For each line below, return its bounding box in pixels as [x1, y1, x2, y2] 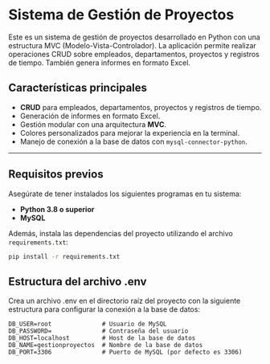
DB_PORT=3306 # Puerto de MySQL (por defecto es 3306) [8, 348, 243, 357]
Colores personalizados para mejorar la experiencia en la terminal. [19, 128, 240, 137]
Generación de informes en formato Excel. [19, 111, 161, 121]
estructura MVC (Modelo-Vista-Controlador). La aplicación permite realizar [8, 40, 257, 50]
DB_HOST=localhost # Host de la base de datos [8, 334, 196, 342]
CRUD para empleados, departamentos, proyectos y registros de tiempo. [19, 102, 262, 112]
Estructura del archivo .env [8, 275, 147, 288]
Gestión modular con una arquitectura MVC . [19, 119, 167, 129]
